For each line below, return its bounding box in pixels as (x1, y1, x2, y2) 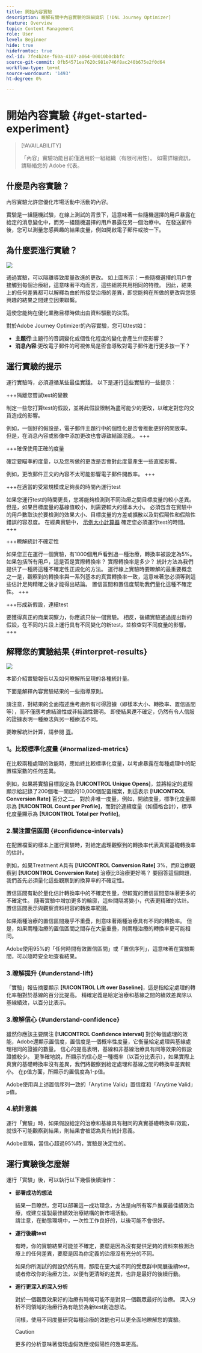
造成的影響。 (11, 411, 43, 419)
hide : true (6, 43, 34, 49)
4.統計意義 (6, 1105, 37, 1113)
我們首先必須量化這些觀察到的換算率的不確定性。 (6, 876, 127, 884)
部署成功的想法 (14, 1189, 52, 1196)
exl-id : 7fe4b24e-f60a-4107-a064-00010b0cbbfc (6, 54, 125, 60)
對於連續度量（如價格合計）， (110, 802, 182, 809)
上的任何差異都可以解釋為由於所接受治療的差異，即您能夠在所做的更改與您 (6, 289, 191, 296)
